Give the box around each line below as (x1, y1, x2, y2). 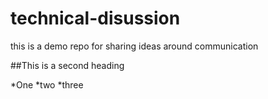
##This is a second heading (10, 59, 125, 71)
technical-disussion (10, 7, 181, 30)
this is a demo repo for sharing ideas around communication (10, 40, 259, 52)
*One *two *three (10, 78, 84, 91)
